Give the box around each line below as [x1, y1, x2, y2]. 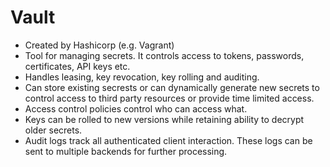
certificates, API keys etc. [24, 60, 131, 72]
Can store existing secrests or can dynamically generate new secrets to [24, 81, 320, 93]
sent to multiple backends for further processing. [24, 145, 228, 157]
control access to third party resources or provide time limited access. [24, 92, 315, 104]
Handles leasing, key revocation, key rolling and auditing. [24, 71, 260, 83]
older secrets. [24, 124, 83, 136]
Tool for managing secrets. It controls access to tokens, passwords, [24, 49, 305, 61]
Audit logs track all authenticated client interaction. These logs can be [24, 134, 313, 146]
